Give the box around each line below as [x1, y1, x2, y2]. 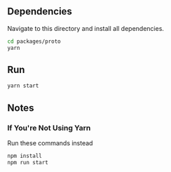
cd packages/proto [7, 38, 61, 45]
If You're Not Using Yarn [7, 123, 91, 133]
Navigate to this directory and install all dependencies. [7, 24, 165, 32]
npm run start [7, 159, 49, 166]
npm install [7, 152, 42, 159]
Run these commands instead [7, 138, 93, 147]
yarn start [7, 82, 39, 90]
